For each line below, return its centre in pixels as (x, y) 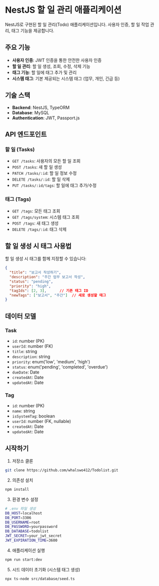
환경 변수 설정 (25, 499)
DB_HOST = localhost (24, 513)
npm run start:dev (24, 560)
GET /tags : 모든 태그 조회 (36, 211)
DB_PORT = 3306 (18, 518)
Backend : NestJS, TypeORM (41, 107)
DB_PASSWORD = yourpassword (31, 527)
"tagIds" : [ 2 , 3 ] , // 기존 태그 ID (49, 291)
